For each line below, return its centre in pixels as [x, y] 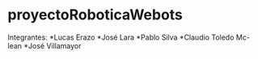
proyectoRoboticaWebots [95, 15]
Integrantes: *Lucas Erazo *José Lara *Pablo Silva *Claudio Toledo [121, 37]
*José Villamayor [52, 45]
